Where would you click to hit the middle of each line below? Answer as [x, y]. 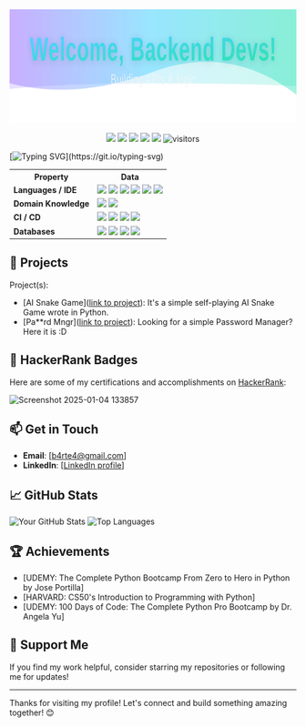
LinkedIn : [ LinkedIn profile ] [73, 465]
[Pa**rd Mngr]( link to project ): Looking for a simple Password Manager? [158, 321]
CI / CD [27, 217]
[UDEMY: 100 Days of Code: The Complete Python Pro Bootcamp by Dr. [157, 607]
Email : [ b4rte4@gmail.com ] [75, 456]
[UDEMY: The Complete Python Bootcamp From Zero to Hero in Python [156, 578]
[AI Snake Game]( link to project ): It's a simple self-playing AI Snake [148, 302]
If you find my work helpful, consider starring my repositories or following [147, 667]
